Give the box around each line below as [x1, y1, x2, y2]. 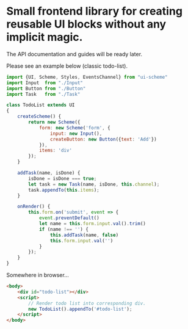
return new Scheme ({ [28, 119, 81, 126]
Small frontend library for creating [6, 4, 183, 18]
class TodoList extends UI [6, 102, 75, 108]
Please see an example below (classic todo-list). [6, 62, 128, 70]
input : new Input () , [49, 130, 103, 137]
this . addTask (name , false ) [49, 232, 119, 238]
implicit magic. [6, 31, 83, 44]
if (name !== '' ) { [38, 226, 89, 233]
